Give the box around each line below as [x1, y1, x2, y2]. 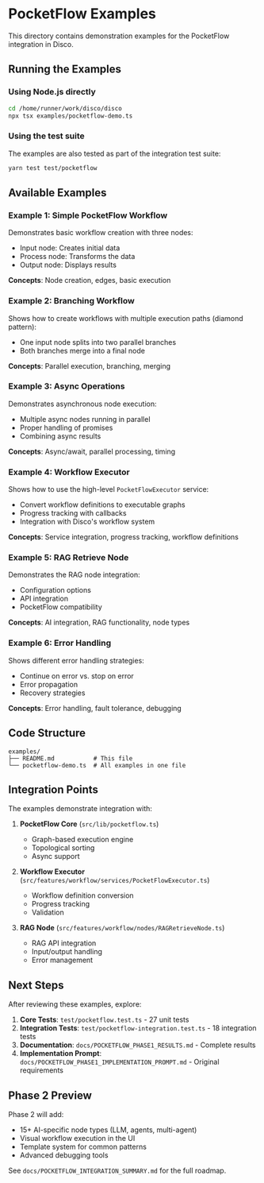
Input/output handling [31, 947, 103, 957]
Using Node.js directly [8, 87, 97, 98]
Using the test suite [8, 130, 85, 141]
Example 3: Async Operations [8, 381, 125, 392]
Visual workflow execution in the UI [19, 1133, 136, 1142]
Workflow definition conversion [31, 891, 134, 900]
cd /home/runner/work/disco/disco [8, 104, 123, 112]
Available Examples [8, 186, 107, 199]
